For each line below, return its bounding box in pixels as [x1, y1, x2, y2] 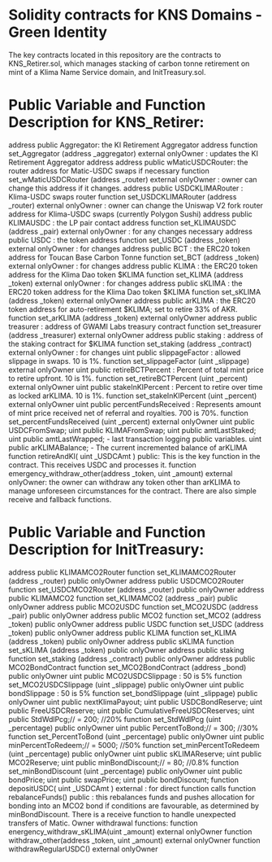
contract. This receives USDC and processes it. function [8, 460, 196, 470]
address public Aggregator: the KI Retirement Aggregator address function [8, 140, 258, 150]
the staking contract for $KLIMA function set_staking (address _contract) [8, 339, 253, 348]
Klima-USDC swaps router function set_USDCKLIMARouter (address [8, 191, 237, 201]
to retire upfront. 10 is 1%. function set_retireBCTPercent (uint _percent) [8, 373, 248, 383]
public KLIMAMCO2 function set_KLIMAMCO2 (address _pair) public [8, 593, 238, 603]
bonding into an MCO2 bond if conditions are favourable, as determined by [8, 800, 260, 811]
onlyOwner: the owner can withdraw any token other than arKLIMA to [8, 477, 241, 487]
